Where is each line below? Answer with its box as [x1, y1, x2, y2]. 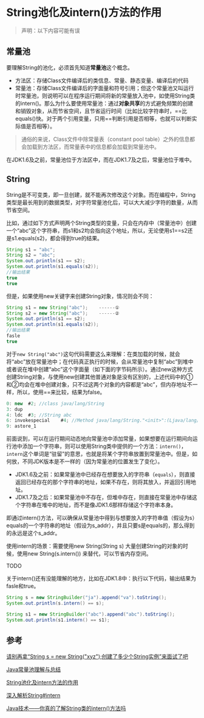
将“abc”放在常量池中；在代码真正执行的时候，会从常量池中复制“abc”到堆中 [6, 358, 194, 365]
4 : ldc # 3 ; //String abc [6, 412, 72, 418]
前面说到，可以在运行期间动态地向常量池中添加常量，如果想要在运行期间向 [6, 435, 192, 443]
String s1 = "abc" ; [6, 246, 56, 253]
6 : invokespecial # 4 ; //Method [6, 418, 94, 424]
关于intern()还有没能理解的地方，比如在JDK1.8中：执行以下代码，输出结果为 [6, 575, 196, 582]
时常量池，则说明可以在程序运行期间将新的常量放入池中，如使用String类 [15, 92, 195, 99]
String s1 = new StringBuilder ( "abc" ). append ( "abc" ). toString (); [6, 611, 175, 617]
